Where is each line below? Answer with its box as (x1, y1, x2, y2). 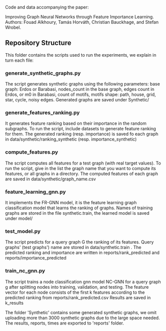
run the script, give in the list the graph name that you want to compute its (5, 165, 156, 171)
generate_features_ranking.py (5, 109, 80, 116)
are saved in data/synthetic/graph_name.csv (5, 176, 96, 182)
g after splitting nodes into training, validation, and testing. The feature (5, 284, 149, 290)
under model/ (5, 216, 33, 221)
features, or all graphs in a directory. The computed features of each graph (5, 170, 159, 176)
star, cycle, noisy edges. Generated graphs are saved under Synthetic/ (5, 97, 150, 103)
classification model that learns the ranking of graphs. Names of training (5, 205, 153, 211)
